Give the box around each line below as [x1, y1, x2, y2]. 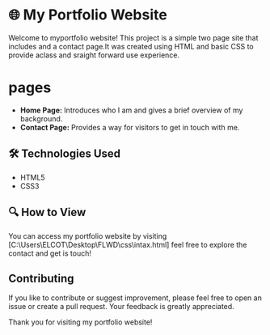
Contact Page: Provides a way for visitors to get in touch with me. [19, 122, 240, 132]
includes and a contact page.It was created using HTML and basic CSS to [8, 41, 255, 51]
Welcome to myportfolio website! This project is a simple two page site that [8, 32, 259, 42]
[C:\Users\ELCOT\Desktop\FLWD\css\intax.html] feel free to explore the [8, 240, 247, 249]
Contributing [8, 271, 74, 285]
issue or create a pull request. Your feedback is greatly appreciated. [8, 302, 234, 312]
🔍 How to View [8, 206, 86, 219]
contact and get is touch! [8, 248, 91, 258]
